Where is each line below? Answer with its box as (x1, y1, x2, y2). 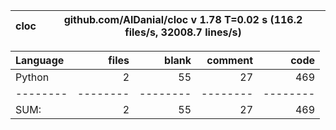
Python (15, 70, 50, 84)
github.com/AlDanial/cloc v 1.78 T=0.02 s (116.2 (63, 13, 303, 26)
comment (206, 54, 253, 67)
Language (15, 54, 65, 67)
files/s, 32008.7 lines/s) (124, 25, 242, 39)
